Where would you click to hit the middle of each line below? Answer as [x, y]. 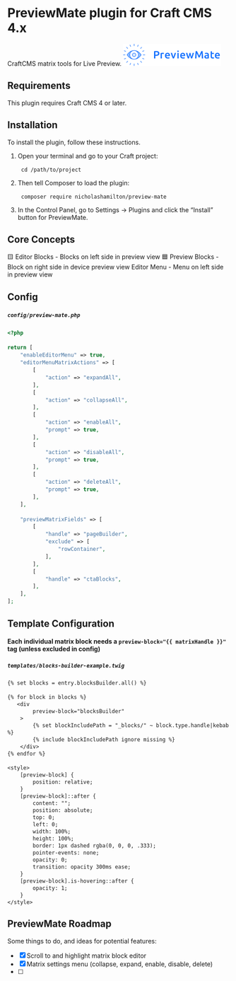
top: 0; [44, 818]
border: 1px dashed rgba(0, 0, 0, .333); [95, 846]
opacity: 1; [51, 888]
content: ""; [52, 803]
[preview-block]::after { [58, 796]
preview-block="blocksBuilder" [79, 712]
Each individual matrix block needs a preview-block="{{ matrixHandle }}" [117, 642]
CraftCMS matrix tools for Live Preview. [65, 63]
